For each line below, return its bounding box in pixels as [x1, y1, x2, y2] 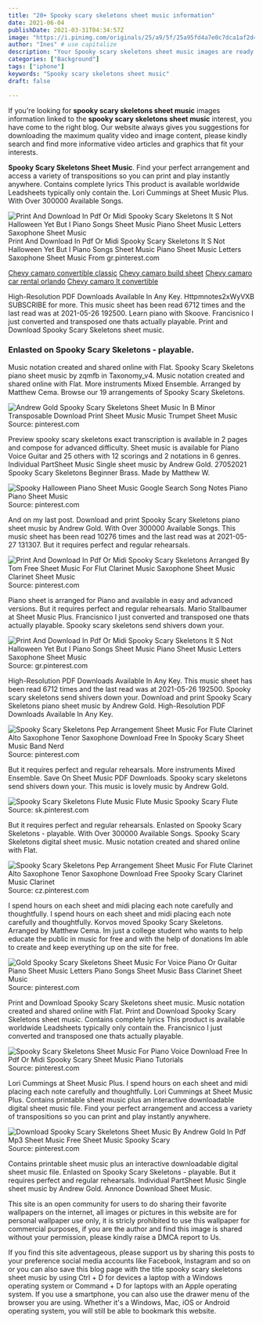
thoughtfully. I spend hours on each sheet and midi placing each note [8, 908, 232, 919]
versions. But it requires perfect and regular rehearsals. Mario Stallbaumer [8, 604, 247, 613]
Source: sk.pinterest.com [8, 805, 89, 814]
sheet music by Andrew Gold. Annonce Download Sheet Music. [8, 1183, 213, 1193]
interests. [8, 147, 38, 157]
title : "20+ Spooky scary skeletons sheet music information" [8, 11, 215, 20]
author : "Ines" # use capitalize [8, 41, 117, 49]
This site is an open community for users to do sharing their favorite [8, 1199, 227, 1208]
